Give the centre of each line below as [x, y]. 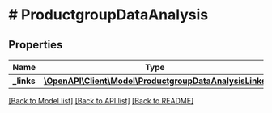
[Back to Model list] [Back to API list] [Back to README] [101, 101]
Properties [36, 45]
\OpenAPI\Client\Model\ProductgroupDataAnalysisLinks [155, 81]
